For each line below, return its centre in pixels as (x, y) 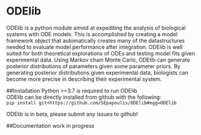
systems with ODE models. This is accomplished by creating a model (92, 34)
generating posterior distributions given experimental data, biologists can (97, 72)
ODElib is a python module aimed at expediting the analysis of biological (96, 28)
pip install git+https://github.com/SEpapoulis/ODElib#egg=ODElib (91, 103)
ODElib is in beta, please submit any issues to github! (72, 114)
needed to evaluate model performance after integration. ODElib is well (94, 47)
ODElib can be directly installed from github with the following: (84, 97)
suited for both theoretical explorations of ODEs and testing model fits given (101, 53)
